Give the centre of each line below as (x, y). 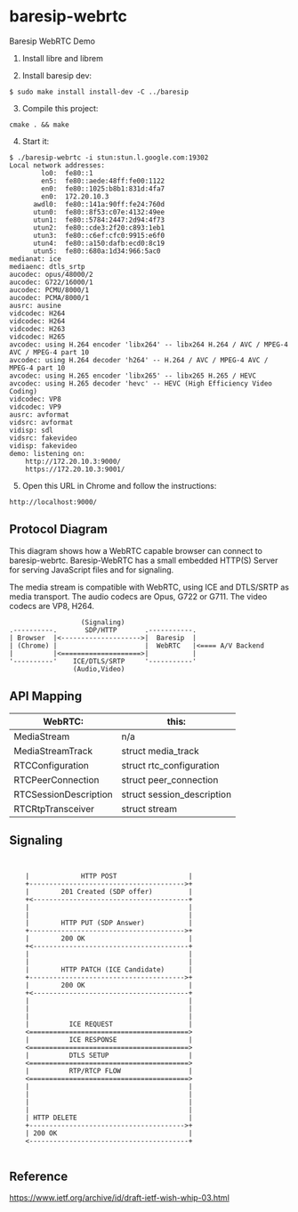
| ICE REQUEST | (109, 1025)
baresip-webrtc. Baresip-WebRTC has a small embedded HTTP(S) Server (144, 560)
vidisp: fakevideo (43, 446)
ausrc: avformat (39, 415)
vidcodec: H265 (37, 337)
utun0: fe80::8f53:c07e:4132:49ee (99, 212)
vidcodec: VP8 (36, 399)
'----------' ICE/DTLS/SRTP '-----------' (103, 661)
